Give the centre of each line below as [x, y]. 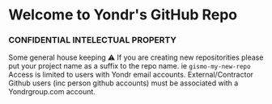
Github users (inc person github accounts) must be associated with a [123, 83]
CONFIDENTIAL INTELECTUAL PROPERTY [92, 40]
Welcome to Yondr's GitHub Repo [123, 15]
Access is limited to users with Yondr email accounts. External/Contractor [131, 75]
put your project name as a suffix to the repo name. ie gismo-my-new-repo [130, 66]
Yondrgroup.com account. [52, 92]
